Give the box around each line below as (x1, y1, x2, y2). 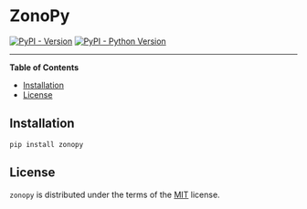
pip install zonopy (9, 140, 84, 149)
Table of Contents (9, 61, 79, 73)
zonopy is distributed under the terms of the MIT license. (9, 189, 221, 200)
